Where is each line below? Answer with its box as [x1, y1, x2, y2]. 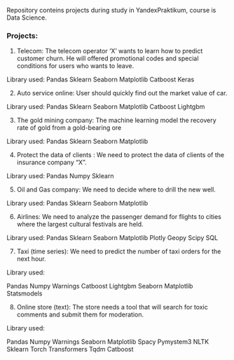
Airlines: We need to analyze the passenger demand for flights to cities [16, 213, 221, 221]
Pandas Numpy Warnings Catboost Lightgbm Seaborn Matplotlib [6, 282, 193, 291]
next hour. [16, 255, 46, 263]
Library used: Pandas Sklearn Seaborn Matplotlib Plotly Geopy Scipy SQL [6, 234, 219, 242]
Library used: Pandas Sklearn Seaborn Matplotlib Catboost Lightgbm [6, 102, 205, 111]
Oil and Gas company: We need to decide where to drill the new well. [16, 185, 216, 194]
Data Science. [6, 13, 47, 22]
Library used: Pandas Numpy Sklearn [6, 172, 114, 180]
